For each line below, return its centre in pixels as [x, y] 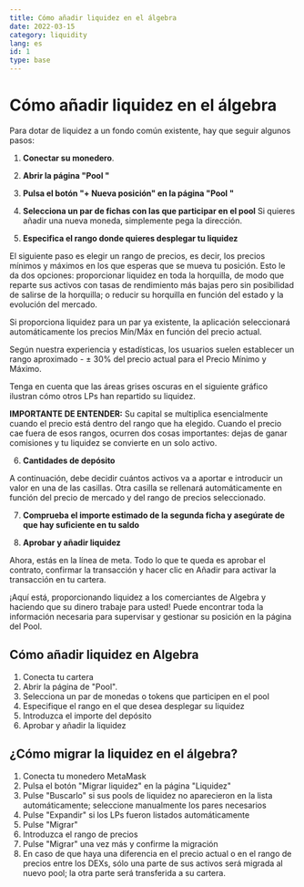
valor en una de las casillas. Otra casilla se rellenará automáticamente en [146, 488]
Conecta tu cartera [58, 676]
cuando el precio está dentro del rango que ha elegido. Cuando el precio [146, 423]
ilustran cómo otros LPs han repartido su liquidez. [102, 396]
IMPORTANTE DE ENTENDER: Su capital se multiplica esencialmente [139, 413]
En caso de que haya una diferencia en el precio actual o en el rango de [157, 853]
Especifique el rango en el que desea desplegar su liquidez [133, 706]
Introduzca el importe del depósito [87, 716]
